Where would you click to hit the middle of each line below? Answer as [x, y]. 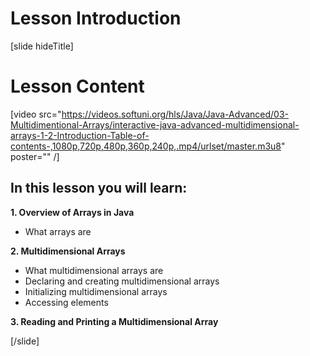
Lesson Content [77, 86]
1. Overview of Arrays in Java [72, 212]
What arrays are [58, 231]
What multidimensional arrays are [94, 270]
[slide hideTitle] [42, 46]
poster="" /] [35, 156]
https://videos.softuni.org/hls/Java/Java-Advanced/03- [175, 114]
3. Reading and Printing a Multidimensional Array [114, 321]
